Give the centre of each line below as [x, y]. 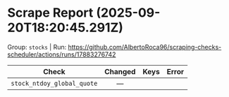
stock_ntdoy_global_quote [54, 83]
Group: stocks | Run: [37, 47]
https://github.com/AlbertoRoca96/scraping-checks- [145, 47]
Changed [120, 71]
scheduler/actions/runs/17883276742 [62, 54]
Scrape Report [50, 13]
